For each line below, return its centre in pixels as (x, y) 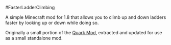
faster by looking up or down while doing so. (52, 23)
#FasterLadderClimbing (30, 7)
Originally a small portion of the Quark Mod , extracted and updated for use (84, 32)
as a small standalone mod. (34, 38)
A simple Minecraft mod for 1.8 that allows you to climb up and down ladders (86, 17)
